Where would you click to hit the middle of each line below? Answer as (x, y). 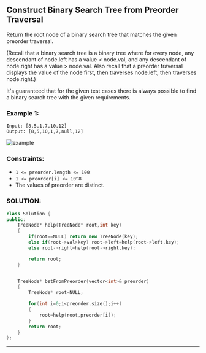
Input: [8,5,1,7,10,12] (37, 126)
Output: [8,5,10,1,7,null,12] (45, 131)
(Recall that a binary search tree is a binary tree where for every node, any (100, 53)
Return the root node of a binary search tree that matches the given (92, 34)
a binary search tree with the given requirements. (68, 97)
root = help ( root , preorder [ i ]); (78, 315)
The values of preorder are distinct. (60, 185)
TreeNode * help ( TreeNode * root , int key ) (70, 225)
